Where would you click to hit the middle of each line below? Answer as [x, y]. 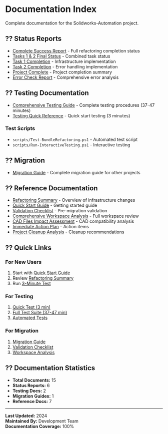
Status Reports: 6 [31, 385]
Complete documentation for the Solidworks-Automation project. [72, 23]
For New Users [23, 262]
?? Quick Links [28, 247]
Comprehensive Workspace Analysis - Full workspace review [75, 216]
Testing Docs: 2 [29, 391]
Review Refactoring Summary [43, 278]
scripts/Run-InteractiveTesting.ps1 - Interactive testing [71, 145]
